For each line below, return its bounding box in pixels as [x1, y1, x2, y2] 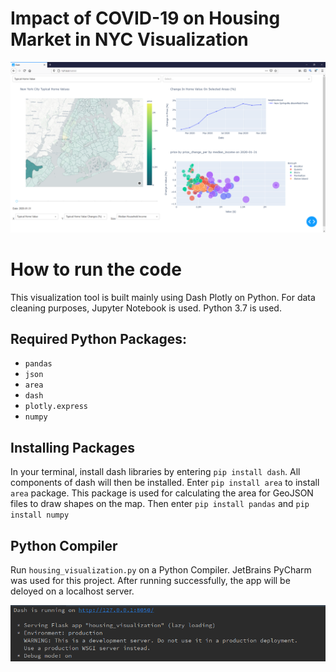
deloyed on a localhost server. [10, 585, 135, 597]
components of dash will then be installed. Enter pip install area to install [10, 477, 320, 489]
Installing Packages [10, 439, 135, 456]
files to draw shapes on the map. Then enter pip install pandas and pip [10, 498, 310, 510]
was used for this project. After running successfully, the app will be [10, 574, 291, 586]
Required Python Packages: [10, 330, 187, 347]
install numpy [10, 510, 70, 521]
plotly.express [24, 402, 89, 412]
